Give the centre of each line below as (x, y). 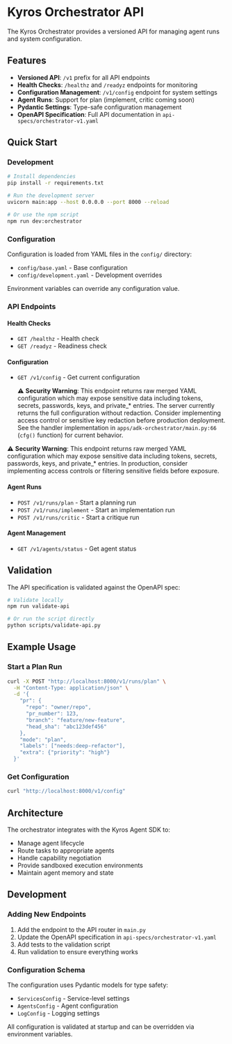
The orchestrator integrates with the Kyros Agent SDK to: (89, 830)
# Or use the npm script (43, 214)
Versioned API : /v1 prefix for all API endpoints (84, 77)
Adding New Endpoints (47, 915)
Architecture (35, 813)
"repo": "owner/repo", (58, 707)
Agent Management (36, 533)
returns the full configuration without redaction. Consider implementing (119, 413)
